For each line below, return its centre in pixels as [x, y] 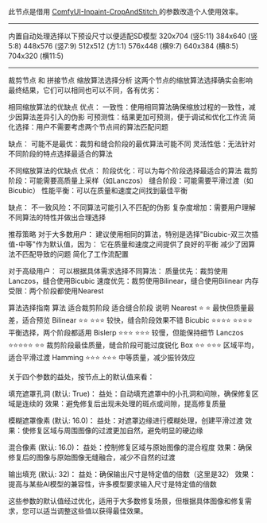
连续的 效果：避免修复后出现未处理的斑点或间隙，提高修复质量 [124, 403]
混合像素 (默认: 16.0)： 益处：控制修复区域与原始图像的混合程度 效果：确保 [130, 447]
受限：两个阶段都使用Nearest [56, 291]
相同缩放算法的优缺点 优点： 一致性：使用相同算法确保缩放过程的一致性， [128, 107]
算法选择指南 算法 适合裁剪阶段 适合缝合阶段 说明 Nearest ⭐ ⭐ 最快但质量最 [132, 308]
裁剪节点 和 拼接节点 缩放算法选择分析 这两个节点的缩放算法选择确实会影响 [130, 80]
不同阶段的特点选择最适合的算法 [60, 154]
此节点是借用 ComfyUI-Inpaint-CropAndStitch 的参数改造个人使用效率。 [126, 12]
